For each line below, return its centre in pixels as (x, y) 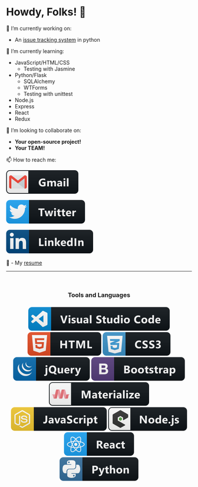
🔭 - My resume (24, 263)
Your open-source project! (48, 141)
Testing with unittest (48, 94)
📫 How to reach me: (31, 160)
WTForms (35, 87)
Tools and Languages (99, 295)
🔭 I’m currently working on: (39, 28)
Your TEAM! (30, 148)
